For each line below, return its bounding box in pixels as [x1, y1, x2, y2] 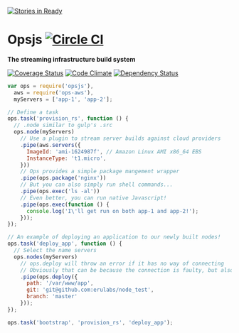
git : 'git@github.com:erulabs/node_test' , [26, 286, 154, 294]
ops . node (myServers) [14, 129, 75, 136]
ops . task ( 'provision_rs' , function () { [7, 115, 129, 122]
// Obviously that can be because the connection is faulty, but [20, 266, 218, 273]
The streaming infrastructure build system [7, 55, 136, 63]
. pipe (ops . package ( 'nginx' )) [20, 175, 107, 182]
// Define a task [7, 109, 59, 116]
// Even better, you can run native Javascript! [20, 194, 167, 202]
